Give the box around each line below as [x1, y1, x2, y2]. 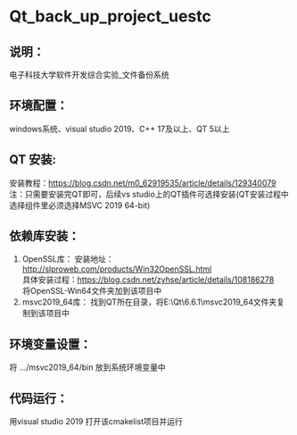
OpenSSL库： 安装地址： [21, 254, 114, 264]
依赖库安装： [9, 229, 80, 244]
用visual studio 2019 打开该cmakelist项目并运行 [9, 416, 183, 427]
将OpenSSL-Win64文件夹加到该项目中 [21, 286, 162, 297]
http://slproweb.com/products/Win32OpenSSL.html [21, 264, 212, 274]
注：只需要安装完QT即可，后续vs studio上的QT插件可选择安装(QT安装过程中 [9, 188, 289, 199]
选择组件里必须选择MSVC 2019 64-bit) [9, 199, 151, 211]
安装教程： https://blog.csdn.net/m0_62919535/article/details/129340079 [9, 177, 276, 188]
